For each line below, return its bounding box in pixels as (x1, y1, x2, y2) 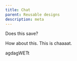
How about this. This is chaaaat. (5, 40, 72, 46)
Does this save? (5, 31, 38, 37)
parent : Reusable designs (5, 12, 60, 17)
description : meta (5, 17, 44, 22)
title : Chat (5, 7, 30, 13)
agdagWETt (5, 50, 29, 56)
